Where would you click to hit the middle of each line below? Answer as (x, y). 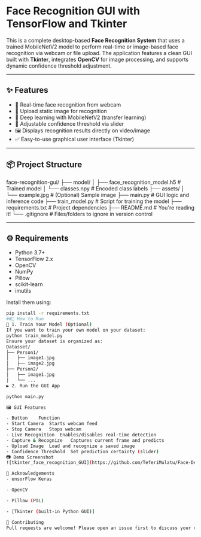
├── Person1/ (22, 352)
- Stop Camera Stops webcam (44, 429)
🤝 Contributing (25, 522)
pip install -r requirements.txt (48, 313)
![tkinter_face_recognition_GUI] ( (49, 463)
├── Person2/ (22, 369)
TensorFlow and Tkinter (67, 24)
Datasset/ (19, 347)
